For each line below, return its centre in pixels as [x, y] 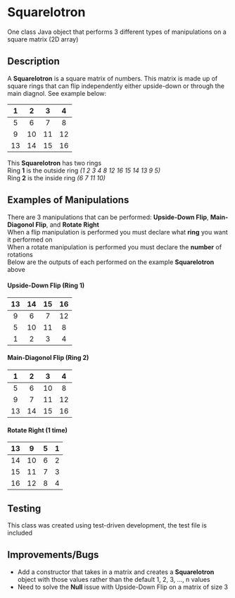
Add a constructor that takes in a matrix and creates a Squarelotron [116, 572]
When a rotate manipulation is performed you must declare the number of [115, 247]
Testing [24, 508]
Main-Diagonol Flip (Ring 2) [48, 358]
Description [33, 62]
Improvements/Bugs [53, 555]
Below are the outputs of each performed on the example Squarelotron [111, 262]
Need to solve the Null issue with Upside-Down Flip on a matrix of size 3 [123, 587]
